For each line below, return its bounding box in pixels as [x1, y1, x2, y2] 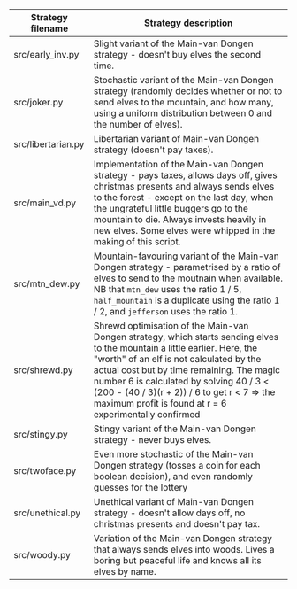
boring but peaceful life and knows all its [93, 554, 263, 566]
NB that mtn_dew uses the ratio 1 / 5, [93, 283, 242, 295]
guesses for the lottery [93, 482, 188, 493]
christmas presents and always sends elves [93, 181, 275, 192]
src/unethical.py [13, 507, 81, 519]
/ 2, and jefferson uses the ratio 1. [93, 306, 239, 317]
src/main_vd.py [13, 197, 77, 209]
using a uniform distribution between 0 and [93, 107, 272, 119]
